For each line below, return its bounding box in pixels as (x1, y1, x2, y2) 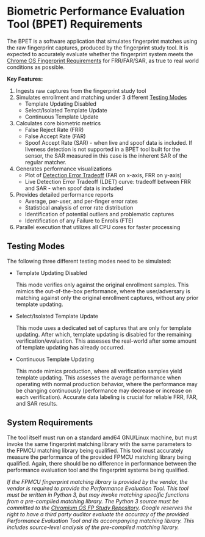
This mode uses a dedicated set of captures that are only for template (15, 324, 192, 331)
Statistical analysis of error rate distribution (24, 203, 134, 211)
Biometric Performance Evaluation (7, 4, 185, 18)
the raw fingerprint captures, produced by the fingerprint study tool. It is (7, 44, 189, 51)
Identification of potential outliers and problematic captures (24, 210, 174, 217)
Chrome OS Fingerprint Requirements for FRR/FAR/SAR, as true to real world (7, 57, 199, 64)
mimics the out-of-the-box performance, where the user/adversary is (15, 287, 191, 294)
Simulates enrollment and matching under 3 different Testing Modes (15, 93, 187, 101)
